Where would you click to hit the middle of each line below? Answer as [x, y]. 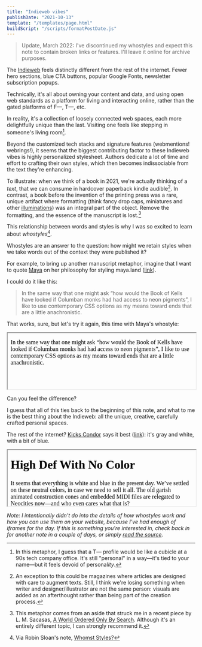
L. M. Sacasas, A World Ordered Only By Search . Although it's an [95, 619]
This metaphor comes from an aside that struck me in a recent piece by [103, 613]
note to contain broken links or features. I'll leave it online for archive [106, 52]
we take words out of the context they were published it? [77, 252]
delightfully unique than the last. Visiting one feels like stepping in [88, 125]
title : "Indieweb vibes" [38, 12]
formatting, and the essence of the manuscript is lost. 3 [74, 215]
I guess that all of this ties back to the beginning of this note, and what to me [101, 410]
